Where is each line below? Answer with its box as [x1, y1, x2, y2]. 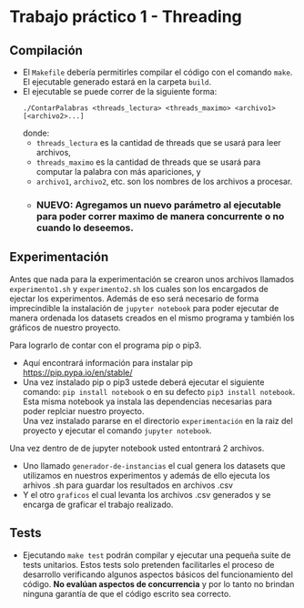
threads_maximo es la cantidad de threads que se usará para [35, 157, 261, 167]
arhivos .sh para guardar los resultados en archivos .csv [22, 480, 234, 491]
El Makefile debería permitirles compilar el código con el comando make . [22, 66, 293, 77]
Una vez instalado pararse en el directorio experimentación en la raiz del [22, 415, 293, 426]
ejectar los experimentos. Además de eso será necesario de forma [9, 293, 259, 304]
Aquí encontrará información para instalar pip [22, 357, 194, 368]
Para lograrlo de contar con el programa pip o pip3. [9, 339, 202, 350]
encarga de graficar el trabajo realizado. [22, 499, 174, 510]
